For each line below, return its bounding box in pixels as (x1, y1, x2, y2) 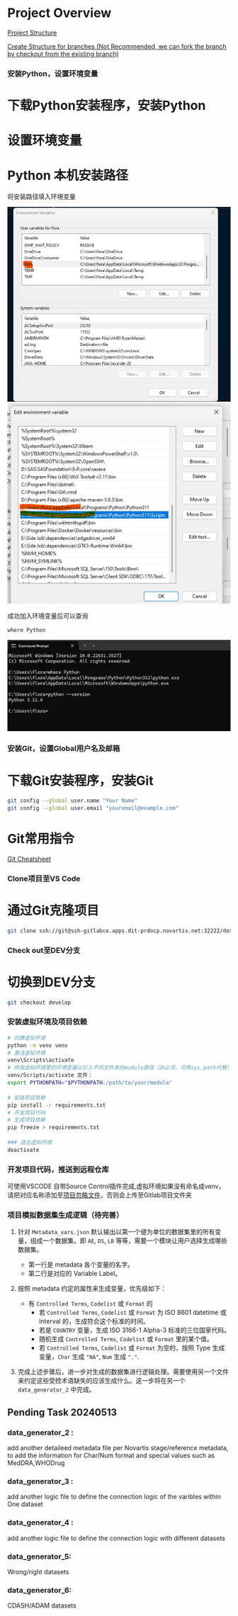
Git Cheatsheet (7, 855, 52, 863)
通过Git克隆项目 (7, 903, 99, 919)
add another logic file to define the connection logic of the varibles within (7, 1493, 221, 1501)
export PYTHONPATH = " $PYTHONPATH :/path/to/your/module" (7, 1079, 173, 1087)
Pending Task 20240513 (7, 1406, 118, 1418)
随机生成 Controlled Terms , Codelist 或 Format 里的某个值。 (38, 1335, 213, 1343)
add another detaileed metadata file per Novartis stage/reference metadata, (7, 1444, 229, 1452)
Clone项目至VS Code (7, 874, 81, 883)
